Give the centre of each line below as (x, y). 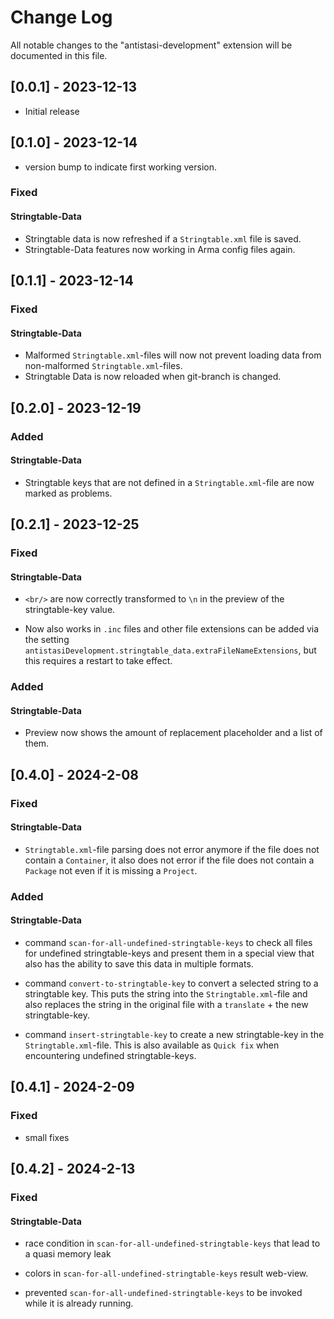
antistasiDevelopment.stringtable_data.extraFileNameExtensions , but (170, 650)
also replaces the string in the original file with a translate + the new (166, 1004)
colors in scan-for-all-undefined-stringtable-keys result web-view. (166, 1273)
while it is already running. (79, 1303)
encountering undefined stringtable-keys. (110, 1055)
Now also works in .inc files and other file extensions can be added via (172, 629)
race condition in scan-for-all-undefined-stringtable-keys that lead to (172, 1243)
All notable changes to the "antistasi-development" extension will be (151, 45)
